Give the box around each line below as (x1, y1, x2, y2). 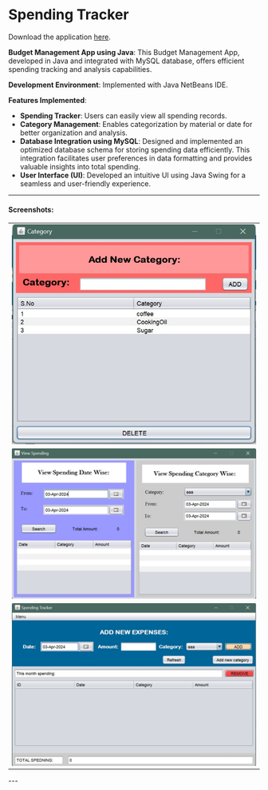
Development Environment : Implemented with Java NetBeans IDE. (8, 80, 229, 89)
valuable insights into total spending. (19, 161, 141, 171)
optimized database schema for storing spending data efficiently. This (19, 145, 250, 154)
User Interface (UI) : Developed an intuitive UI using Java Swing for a (19, 170, 246, 180)
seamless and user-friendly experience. (19, 178, 152, 189)
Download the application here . (8, 32, 112, 42)
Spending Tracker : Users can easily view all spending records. (19, 110, 227, 121)
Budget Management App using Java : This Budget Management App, (8, 47, 240, 57)
